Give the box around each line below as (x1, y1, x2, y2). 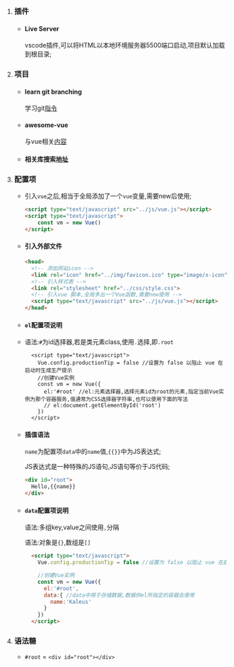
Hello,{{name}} (30, 483, 76, 490)
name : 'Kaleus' (49, 598, 92, 605)
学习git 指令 (24, 104, 58, 113)
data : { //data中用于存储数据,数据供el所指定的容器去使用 (43, 591, 195, 599)
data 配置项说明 (24, 506, 69, 514)
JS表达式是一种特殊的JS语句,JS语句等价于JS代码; (24, 463, 170, 471)
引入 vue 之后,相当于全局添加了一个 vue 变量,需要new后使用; (24, 192, 192, 200)
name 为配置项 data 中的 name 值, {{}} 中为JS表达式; (24, 447, 161, 456)
